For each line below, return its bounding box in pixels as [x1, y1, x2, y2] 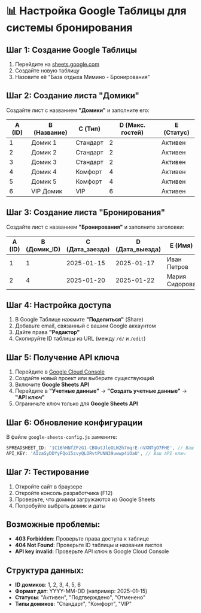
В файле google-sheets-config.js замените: [6, 433, 118, 441]
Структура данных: [6, 565, 84, 575]
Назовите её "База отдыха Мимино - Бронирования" [14, 74, 151, 80]
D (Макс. [119, 120, 145, 129]
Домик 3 [31, 157, 57, 166]
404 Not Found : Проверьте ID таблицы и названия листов [14, 542, 163, 549]
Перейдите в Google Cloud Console [14, 368, 105, 375]
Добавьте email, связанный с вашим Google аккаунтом [14, 322, 156, 329]
